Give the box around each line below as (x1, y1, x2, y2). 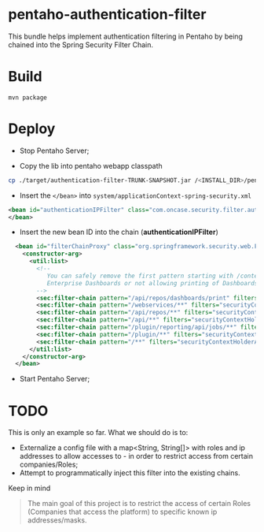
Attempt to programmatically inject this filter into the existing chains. (19, 468, 241, 478)
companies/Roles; (19, 459, 79, 470)
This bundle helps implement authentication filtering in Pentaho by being (8, 32, 244, 41)
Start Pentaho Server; (19, 374, 90, 384)
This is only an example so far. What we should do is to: (8, 428, 189, 437)
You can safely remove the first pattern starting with (46, 272, 234, 280)
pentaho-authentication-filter (8, 6, 207, 24)
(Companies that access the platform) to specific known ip (27, 507, 218, 517)
